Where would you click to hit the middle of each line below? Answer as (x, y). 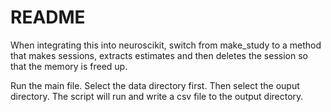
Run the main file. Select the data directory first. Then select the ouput (155, 85)
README (48, 17)
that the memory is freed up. (69, 66)
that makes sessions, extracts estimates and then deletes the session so (159, 55)
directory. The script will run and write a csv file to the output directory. (157, 96)
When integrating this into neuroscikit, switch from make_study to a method (166, 45)
